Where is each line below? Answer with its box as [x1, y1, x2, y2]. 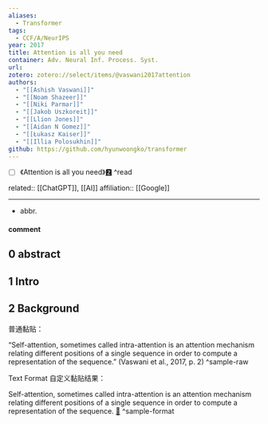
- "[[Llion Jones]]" [15, 116, 84, 124]
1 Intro [8, 274, 40, 288]
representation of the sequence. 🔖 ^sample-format [8, 406, 175, 415]
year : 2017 [8, 41, 45, 49]
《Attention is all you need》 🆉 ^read [19, 167, 133, 177]
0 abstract [8, 248, 61, 261]
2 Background [8, 302, 80, 316]
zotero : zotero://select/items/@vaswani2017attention [8, 71, 191, 79]
